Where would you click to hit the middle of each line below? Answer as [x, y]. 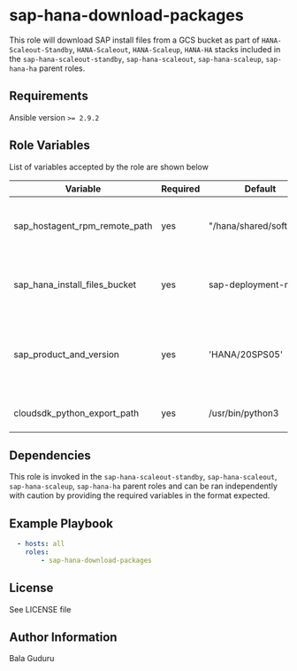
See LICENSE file [40, 609]
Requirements [49, 96]
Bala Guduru [32, 659]
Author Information [63, 638]
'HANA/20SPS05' [245, 354]
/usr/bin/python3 [244, 413]
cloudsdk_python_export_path [76, 413]
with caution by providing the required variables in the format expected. [140, 495]
